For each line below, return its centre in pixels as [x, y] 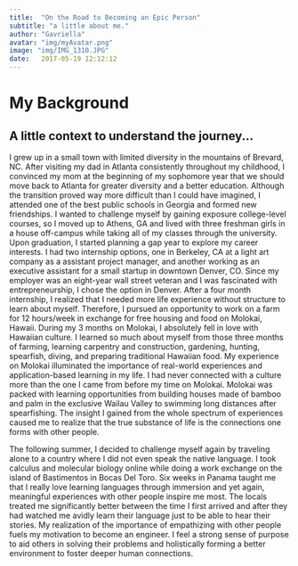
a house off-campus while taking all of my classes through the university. [143, 233]
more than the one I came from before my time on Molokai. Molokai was [141, 385]
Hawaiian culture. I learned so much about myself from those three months [147, 337]
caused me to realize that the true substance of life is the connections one [145, 422]
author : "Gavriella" [48, 34]
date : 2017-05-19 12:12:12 [63, 59]
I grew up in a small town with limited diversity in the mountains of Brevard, [147, 157]
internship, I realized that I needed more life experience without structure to [148, 299]
